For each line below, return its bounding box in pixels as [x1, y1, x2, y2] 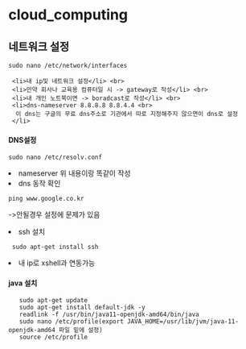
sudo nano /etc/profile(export [18, 318, 125, 326]
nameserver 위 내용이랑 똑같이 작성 [18, 168, 131, 178]
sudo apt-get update [18, 297, 88, 305]
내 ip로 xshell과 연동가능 [18, 258, 96, 268]
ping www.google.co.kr [8, 195, 84, 203]
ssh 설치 [18, 227, 46, 237]
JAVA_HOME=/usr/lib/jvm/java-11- [127, 318, 240, 326]
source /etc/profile [18, 333, 88, 342]
